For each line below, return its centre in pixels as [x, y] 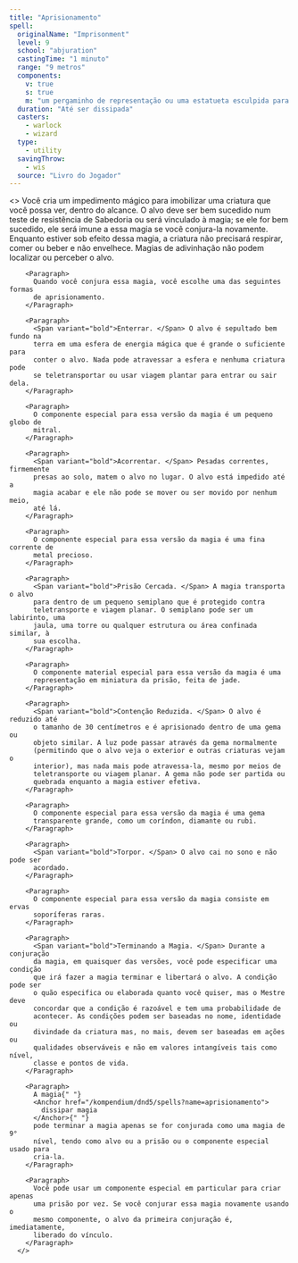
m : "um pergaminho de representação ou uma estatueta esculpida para [157, 100]
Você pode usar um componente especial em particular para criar [157, 1189]
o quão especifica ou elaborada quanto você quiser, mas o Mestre [159, 993]
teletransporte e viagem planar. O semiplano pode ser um [143, 610]
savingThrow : [41, 159]
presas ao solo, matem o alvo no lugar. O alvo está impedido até [159, 477]
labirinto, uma [37, 618]
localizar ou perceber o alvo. [62, 258]
